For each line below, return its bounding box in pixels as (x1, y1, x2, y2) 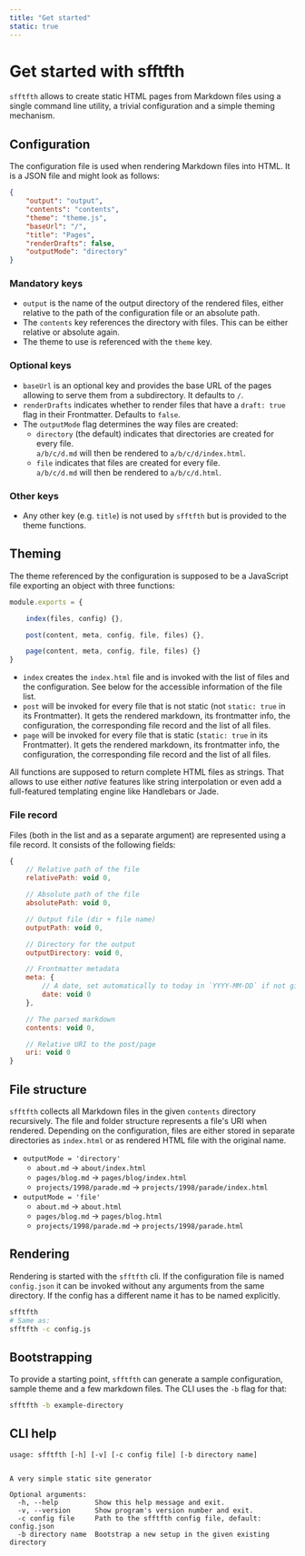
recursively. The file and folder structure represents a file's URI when (9, 1115, 268, 1126)
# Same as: (9, 1316, 51, 1325)
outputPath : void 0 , (25, 923, 103, 932)
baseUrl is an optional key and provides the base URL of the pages (22, 379, 272, 391)
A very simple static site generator (9, 1474, 152, 1483)
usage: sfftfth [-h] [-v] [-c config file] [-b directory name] (9, 1450, 258, 1460)
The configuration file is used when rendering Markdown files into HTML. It (9, 161, 290, 172)
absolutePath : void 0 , (25, 898, 112, 908)
